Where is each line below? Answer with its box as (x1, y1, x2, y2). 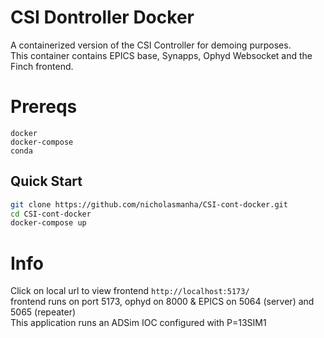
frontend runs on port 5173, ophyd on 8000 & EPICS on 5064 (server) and (10, 296, 315, 308)
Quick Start (10, 173, 83, 190)
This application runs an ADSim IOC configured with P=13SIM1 (10, 317, 267, 329)
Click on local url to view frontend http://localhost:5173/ (10, 285, 250, 297)
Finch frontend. (10, 60, 74, 72)
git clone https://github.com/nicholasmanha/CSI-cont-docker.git (10, 199, 288, 210)
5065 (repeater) (10, 306, 77, 318)
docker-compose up (10, 218, 87, 228)
